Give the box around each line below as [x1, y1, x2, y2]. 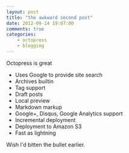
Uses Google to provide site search [14, 71, 103, 78]
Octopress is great [6, 59, 52, 67]
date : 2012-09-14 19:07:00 [6, 20, 74, 26]
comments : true [6, 25, 45, 32]
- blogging [17, 43, 45, 49]
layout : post [6, 8, 39, 15]
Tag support [14, 84, 46, 91]
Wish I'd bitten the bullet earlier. [6, 141, 86, 148]
